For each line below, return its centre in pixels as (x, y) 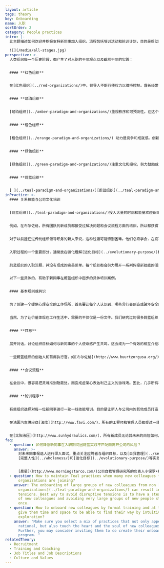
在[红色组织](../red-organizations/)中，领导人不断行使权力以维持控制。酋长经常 (84, 86)
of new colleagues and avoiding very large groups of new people (86, 499)
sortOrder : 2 (18, 28)
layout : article (21, 10)
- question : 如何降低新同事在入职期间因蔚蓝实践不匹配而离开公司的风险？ (75, 445)
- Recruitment (24, 544)
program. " (29, 535)
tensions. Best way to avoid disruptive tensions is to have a (84, 494)
